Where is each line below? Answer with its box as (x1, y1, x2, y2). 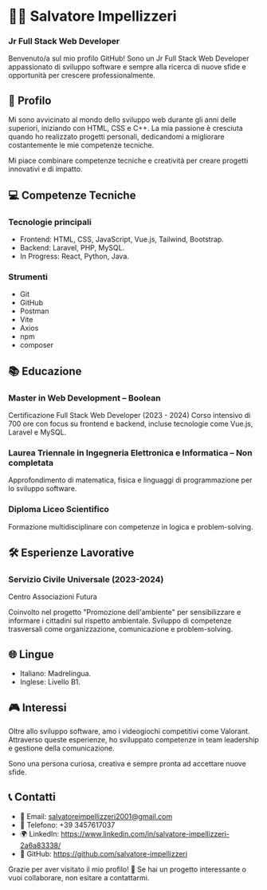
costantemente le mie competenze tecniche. (8, 140, 155, 150)
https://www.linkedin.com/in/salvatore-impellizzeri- (61, 829, 230, 838)
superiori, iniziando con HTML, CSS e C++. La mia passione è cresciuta (8, 124, 243, 133)
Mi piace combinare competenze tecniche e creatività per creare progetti (8, 156, 249, 166)
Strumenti (8, 271, 48, 282)
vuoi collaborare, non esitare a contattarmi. (8, 872, 150, 882)
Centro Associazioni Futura (8, 592, 97, 601)
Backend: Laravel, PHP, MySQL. (19, 242, 125, 252)
